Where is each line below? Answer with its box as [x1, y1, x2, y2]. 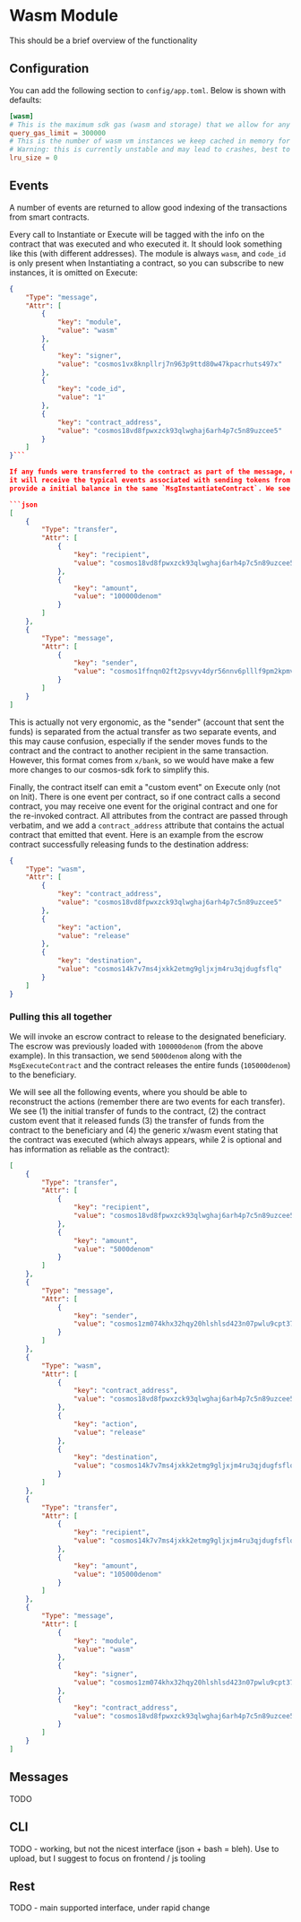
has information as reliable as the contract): [9, 1144, 170, 1154]
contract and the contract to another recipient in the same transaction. [9, 745, 269, 756]
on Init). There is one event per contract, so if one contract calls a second [9, 791, 280, 802]
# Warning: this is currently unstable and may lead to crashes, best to [9, 145, 291, 154]
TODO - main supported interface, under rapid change [9, 1902, 211, 1913]
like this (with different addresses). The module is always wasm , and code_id [9, 248, 287, 258]
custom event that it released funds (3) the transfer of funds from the [9, 1115, 264, 1126]
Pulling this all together [9, 1011, 112, 1023]
